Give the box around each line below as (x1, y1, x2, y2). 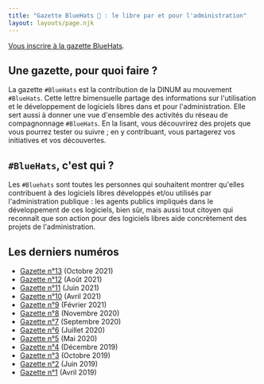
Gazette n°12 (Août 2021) (19, 274, 103, 284)
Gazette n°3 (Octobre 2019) (19, 351, 111, 360)
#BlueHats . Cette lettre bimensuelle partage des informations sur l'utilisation (8, 93, 257, 103)
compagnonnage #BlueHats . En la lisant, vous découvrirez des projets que (8, 118, 251, 128)
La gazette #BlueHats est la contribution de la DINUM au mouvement (8, 85, 232, 95)
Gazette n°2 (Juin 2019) (19, 359, 98, 368)
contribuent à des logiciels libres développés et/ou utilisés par (8, 188, 212, 198)
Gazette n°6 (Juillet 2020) (19, 325, 106, 335)
